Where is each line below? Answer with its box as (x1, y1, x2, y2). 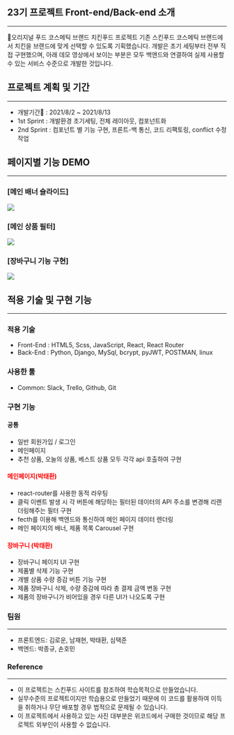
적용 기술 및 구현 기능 (7, 294, 92, 305)
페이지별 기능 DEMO (7, 156, 91, 169)
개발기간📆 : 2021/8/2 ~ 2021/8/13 (17, 107, 111, 116)
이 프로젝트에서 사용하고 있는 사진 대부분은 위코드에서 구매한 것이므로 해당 (17, 711, 219, 720)
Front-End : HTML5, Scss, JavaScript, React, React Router (17, 341, 185, 349)
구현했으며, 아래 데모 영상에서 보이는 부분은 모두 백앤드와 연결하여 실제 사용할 (14, 50, 225, 59)
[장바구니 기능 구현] (7, 256, 69, 266)
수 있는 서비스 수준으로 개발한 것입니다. (7, 59, 114, 68)
